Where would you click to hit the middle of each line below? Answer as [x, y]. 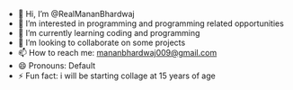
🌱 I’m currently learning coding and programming [109, 33]
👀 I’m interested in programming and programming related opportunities [151, 23]
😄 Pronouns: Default [57, 66]
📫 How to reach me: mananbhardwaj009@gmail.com [117, 53]
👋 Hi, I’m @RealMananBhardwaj [76, 14]
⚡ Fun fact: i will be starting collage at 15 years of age [116, 76]
